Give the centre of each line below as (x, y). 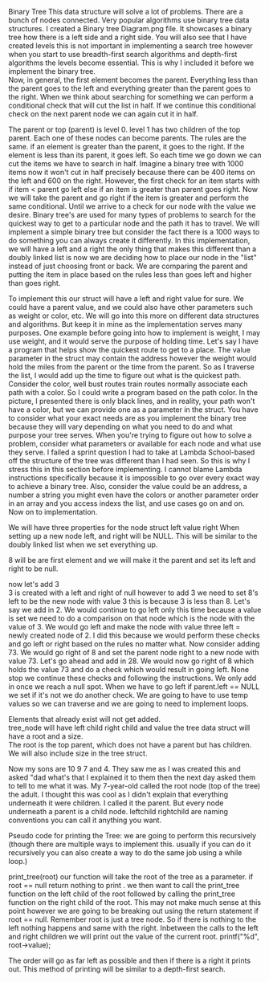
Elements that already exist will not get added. (85, 719)
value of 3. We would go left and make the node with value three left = (124, 627)
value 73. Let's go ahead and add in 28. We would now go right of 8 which (131, 661)
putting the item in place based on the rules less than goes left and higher (130, 275)
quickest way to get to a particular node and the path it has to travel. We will (134, 223)
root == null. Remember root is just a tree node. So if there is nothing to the (132, 919)
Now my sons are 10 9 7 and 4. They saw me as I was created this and (124, 769)
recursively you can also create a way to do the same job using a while (125, 853)
